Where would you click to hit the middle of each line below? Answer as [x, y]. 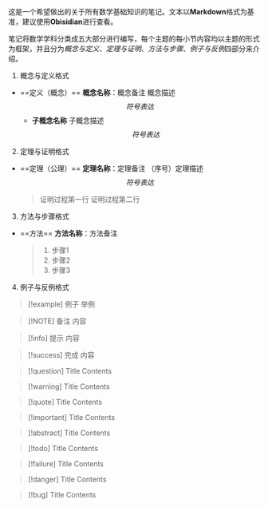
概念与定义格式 [44, 75]
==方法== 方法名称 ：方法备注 [69, 233]
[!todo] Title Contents [63, 448]
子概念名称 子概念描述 [68, 121]
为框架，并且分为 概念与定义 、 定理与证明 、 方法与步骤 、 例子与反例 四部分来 [130, 49]
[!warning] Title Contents [69, 386]
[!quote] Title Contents [65, 402]
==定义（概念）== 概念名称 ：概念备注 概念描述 [97, 93]
